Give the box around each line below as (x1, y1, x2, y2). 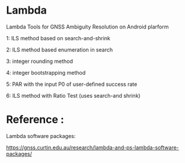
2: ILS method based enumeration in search (6, 46, 113, 53)
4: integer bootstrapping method (6, 69, 86, 76)
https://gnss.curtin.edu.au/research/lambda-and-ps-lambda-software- (6, 143, 179, 151)
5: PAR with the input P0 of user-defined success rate (6, 81, 138, 88)
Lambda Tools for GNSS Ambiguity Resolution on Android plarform (6, 23, 169, 30)
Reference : (6, 113, 64, 126)
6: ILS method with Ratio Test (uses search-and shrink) (6, 92, 141, 99)
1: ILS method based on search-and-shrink (6, 34, 111, 41)
